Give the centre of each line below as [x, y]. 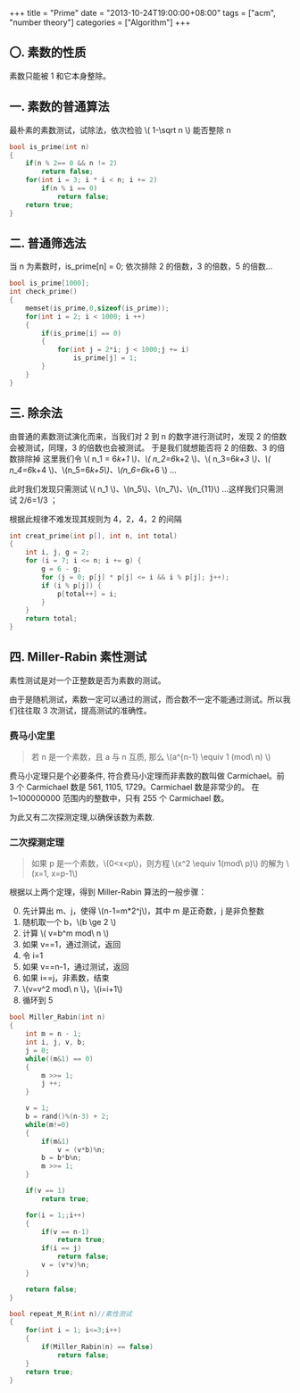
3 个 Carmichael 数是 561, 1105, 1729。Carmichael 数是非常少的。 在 [134, 787]
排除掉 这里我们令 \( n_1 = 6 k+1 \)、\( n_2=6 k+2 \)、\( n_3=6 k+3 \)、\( [144, 458]
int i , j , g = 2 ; [58, 553]
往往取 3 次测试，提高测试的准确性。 [84, 710]
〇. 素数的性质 [48, 53]
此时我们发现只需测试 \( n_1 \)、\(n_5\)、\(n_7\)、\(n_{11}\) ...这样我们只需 [142, 488]
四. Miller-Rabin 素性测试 [78, 657]
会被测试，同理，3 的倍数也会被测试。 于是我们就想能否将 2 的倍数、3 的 [143, 447]
